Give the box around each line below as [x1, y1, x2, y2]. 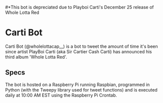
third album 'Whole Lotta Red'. [5, 54, 67, 60]
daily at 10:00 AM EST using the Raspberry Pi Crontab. [5, 92, 117, 98]
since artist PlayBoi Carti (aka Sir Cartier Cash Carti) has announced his [5, 48, 152, 54]
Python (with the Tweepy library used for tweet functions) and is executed [5, 87, 158, 93]
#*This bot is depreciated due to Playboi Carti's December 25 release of [5, 4, 154, 10]
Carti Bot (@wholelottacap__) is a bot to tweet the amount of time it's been [5, 43, 158, 49]
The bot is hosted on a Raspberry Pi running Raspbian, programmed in [5, 82, 150, 88]
